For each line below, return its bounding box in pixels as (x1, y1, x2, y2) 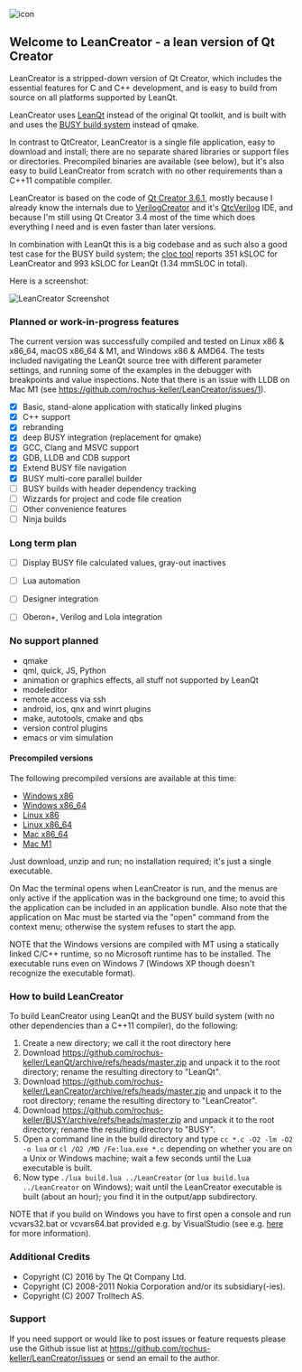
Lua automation (22, 575, 81, 586)
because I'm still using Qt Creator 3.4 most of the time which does (9, 211, 255, 222)
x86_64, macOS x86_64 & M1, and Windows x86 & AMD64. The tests (9, 346, 265, 357)
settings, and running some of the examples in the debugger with (9, 365, 252, 376)
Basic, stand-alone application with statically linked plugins (22, 402, 243, 413)
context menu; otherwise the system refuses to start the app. (9, 921, 237, 932)
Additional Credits (9, 1251, 91, 1264)
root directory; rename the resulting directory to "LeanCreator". (22, 1096, 258, 1106)
